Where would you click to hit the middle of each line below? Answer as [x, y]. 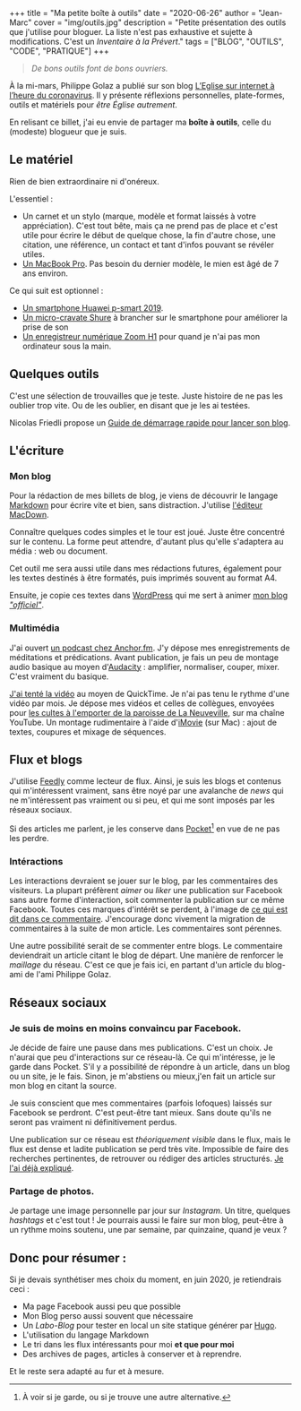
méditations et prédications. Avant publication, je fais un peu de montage [144, 657]
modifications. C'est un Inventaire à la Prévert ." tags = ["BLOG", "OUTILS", [146, 41]
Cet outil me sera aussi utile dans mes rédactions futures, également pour [146, 569]
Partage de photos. [52, 1191]
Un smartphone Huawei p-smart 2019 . [93, 307]
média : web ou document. [59, 551]
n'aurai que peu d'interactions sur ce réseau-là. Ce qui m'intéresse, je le [142, 1057]
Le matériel [41, 160]
